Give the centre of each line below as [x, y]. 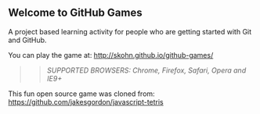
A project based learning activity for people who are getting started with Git [130, 31]
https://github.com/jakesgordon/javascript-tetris [86, 102]
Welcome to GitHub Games [75, 13]
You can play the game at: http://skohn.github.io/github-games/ [111, 55]
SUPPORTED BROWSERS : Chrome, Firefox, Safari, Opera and [146, 70]
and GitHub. [27, 40]
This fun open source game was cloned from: [81, 94]
